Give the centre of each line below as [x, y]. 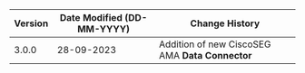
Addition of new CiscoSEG [215, 44]
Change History [225, 23]
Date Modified [91, 18]
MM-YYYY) [103, 29]
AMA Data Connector [205, 55]
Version [31, 23]
